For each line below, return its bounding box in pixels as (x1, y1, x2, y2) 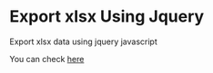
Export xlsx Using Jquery (9, 6, 205, 27)
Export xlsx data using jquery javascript (9, 36, 157, 47)
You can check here (9, 53, 85, 64)
